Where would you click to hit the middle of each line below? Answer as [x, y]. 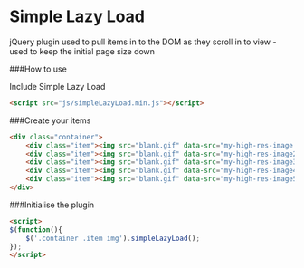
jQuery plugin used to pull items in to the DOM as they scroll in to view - [143, 42]
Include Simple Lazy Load [57, 86]
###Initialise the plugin [52, 205]
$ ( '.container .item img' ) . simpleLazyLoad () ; [113, 238]
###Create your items [50, 120]
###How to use [38, 69]
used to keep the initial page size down [82, 51]
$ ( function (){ [36, 230]
